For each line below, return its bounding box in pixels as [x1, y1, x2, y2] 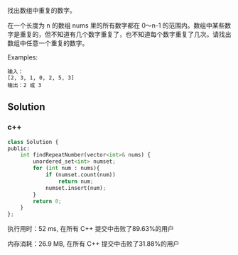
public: [7, 144, 31, 152]
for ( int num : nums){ [33, 165, 100, 172]
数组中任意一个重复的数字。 [7, 39, 89, 47]
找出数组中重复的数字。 [7, 6, 76, 14]
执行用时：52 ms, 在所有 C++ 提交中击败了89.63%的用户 [7, 225, 174, 233]
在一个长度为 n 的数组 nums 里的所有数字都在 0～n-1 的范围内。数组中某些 [7, 21, 225, 30]
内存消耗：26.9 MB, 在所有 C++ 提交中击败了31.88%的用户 [7, 239, 180, 248]
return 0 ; [33, 198, 62, 205]
